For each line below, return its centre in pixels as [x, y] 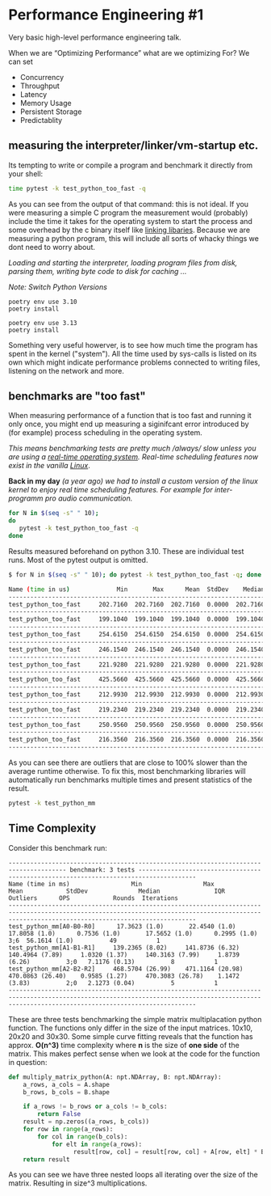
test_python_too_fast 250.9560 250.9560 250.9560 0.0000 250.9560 [137, 725]
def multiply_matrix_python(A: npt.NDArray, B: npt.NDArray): [115, 1077]
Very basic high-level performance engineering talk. [95, 37]
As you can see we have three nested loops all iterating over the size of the [133, 1175]
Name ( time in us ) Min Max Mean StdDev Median [137, 589]
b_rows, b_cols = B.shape [67, 1092]
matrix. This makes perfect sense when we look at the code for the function [134, 1054]
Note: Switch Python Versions [58, 287]
